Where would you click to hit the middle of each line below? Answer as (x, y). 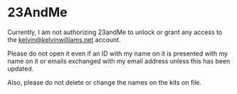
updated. (21, 68)
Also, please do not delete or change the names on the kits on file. (105, 82)
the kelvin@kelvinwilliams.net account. (64, 39)
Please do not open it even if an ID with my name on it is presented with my (118, 53)
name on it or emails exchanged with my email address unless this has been (119, 61)
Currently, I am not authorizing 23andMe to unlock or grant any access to (115, 32)
